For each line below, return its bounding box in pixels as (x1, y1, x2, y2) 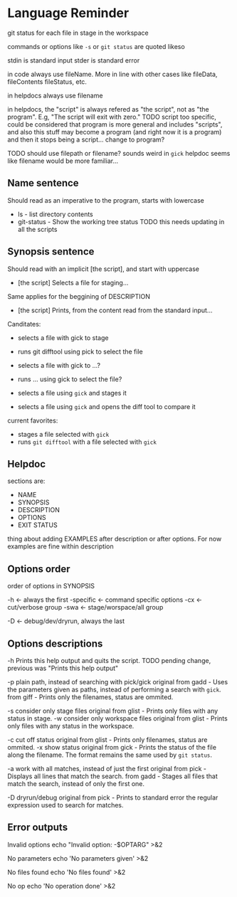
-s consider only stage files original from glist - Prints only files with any (7, 706, 218, 715)
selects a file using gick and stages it (17, 388, 127, 397)
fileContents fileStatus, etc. (7, 77, 88, 86)
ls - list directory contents (17, 210, 94, 218)
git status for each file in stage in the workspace (7, 28, 149, 37)
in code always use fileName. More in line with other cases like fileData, (7, 70, 218, 78)
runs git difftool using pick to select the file (17, 347, 144, 356)
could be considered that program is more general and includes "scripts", (7, 120, 223, 129)
